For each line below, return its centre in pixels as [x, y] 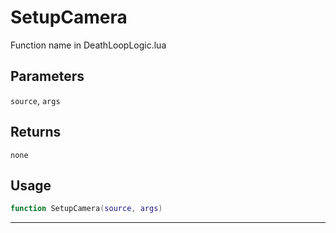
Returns [36, 132]
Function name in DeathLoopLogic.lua [88, 45]
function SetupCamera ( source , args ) [86, 209]
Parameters [47, 76]
